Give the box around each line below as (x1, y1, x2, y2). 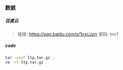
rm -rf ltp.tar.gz (5, 60, 43, 65)
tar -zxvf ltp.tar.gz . (5, 55, 55, 60)
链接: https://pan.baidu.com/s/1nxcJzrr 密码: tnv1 (17, 31, 118, 37)
